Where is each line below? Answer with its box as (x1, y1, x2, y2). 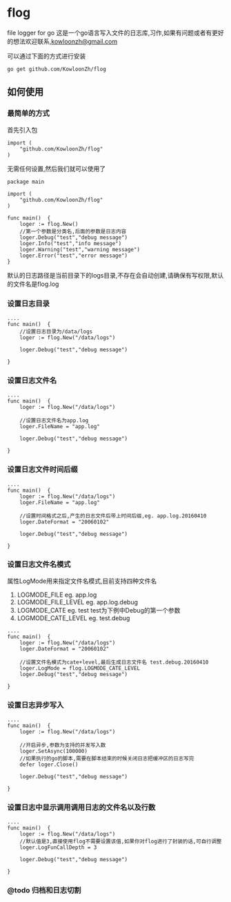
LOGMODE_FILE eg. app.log (17, 591, 97, 599)
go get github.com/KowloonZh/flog (7, 66, 107, 73)
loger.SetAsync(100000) (19, 748, 88, 755)
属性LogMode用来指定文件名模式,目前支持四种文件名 (7, 577, 157, 585)
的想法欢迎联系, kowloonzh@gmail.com (7, 37, 118, 46)
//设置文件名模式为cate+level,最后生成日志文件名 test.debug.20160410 (19, 658, 209, 666)
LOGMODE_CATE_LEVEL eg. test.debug (17, 613, 130, 622)
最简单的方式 (7, 108, 50, 118)
